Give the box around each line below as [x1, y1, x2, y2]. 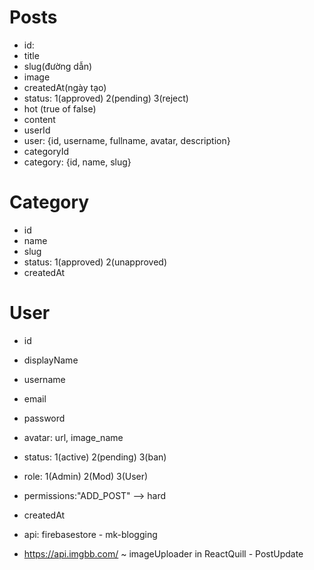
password [23, 412, 66, 424]
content [23, 113, 56, 125]
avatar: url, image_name [23, 431, 124, 443]
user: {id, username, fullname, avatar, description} [23, 134, 231, 146]
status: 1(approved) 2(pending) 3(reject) [23, 92, 189, 104]
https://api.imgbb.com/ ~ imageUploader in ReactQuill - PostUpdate [23, 547, 304, 560]
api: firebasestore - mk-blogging [23, 528, 158, 540]
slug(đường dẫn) [23, 60, 93, 72]
